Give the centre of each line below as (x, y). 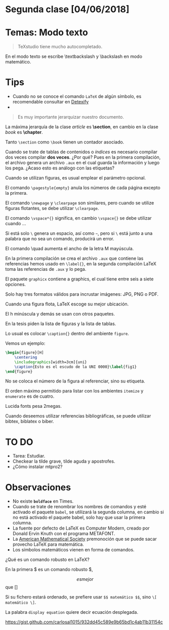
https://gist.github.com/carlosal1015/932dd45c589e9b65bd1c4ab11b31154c (84, 622)
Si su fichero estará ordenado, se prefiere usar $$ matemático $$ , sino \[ (81, 597)
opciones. (16, 285)
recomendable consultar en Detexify (51, 102)
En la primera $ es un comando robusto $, (49, 570)
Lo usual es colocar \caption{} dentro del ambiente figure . (67, 334)
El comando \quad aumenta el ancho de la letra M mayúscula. (70, 249)
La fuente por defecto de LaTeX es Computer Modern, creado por (81, 528)
